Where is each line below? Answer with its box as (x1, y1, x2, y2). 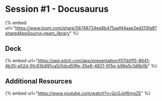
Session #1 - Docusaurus (5, 3, 109, 15)
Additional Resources (5, 77, 72, 86)
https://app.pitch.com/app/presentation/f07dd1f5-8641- (37, 58, 151, 64)
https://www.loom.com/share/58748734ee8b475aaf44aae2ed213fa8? (15, 25, 157, 31)
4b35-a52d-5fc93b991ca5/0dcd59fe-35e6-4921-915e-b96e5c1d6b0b (5, 63, 148, 68)
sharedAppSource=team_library (5, 30, 70, 36)
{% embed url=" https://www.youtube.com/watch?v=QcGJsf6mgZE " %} (5, 90, 151, 96)
